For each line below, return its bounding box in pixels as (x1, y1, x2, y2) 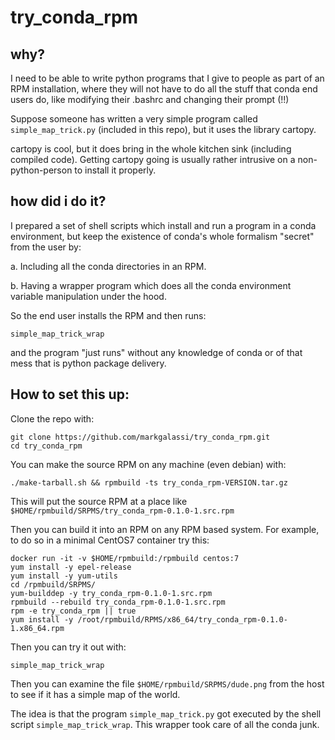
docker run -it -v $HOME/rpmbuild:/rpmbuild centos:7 (10, 553, 240, 563)
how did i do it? (10, 193, 107, 210)
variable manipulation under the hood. (10, 290, 167, 302)
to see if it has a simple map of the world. (10, 688, 181, 700)
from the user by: (10, 241, 82, 253)
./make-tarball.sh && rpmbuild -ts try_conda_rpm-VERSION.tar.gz (10, 477, 288, 488)
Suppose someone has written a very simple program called (10, 113, 258, 125)
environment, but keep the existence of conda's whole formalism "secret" (10, 230, 315, 242)
